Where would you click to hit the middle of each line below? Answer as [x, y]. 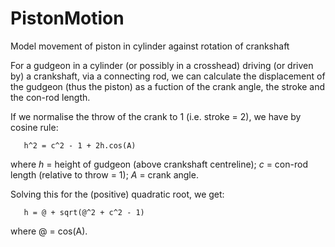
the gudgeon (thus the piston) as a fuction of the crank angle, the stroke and [168, 86]
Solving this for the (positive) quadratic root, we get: [117, 194]
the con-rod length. [50, 97]
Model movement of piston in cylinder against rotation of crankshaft [150, 46]
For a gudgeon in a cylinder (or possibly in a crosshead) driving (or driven [162, 65]
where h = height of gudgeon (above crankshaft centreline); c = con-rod [159, 164]
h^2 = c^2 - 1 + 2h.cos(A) [80, 145]
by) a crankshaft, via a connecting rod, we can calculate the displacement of [168, 76]
